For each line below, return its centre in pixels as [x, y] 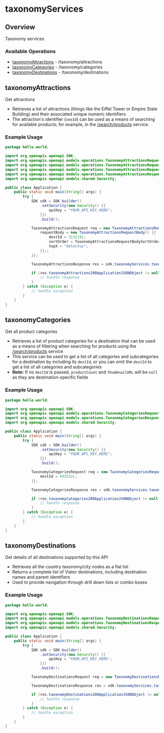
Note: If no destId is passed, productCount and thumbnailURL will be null [85, 372]
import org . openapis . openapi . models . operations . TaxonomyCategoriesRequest [83, 413]
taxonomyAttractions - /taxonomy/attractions [57, 62]
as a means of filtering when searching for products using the [74, 346]
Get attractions [20, 100]
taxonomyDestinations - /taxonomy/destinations [60, 72]
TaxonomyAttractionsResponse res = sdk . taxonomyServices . [91, 264]
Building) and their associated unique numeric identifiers [69, 114]
